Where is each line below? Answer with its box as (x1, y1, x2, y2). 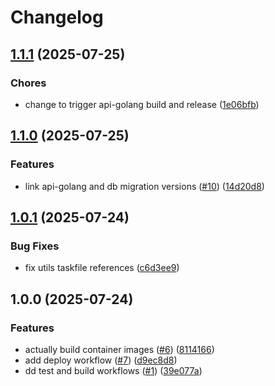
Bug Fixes (10, 239, 60, 253)
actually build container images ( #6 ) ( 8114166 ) (24, 343, 215, 355)
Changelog (10, 6, 104, 29)
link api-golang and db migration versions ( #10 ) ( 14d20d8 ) (24, 180, 265, 192)
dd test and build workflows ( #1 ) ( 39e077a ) (24, 364, 203, 376)
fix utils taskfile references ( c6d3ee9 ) (24, 262, 180, 274)
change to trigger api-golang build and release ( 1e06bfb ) (24, 98, 260, 110)
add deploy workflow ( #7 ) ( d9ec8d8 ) (24, 354, 178, 366)
